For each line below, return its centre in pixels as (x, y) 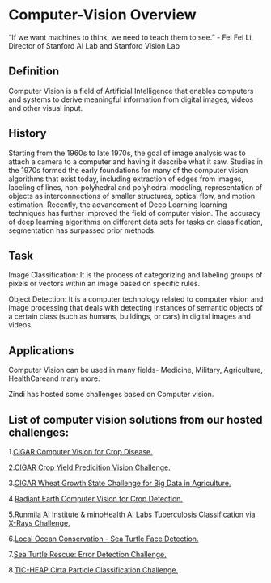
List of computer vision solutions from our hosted (135, 419)
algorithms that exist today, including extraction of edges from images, (126, 179)
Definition (34, 72)
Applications (41, 351)
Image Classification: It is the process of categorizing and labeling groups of (135, 275)
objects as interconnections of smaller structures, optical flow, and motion (132, 196)
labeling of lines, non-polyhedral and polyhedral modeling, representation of (135, 187)
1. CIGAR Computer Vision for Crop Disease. (81, 452)
